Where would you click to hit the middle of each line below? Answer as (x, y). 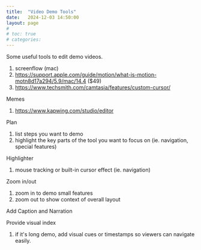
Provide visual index (31, 223)
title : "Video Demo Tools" (41, 12)
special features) (36, 147)
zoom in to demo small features (54, 193)
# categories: (24, 40)
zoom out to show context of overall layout (68, 199)
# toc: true (21, 34)
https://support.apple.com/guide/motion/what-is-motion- (86, 75)
